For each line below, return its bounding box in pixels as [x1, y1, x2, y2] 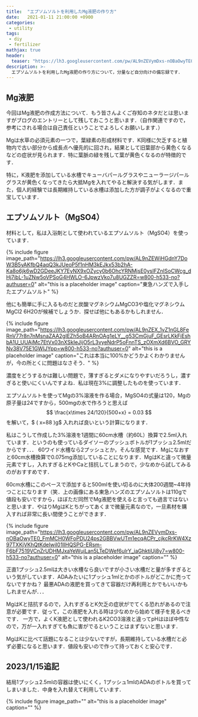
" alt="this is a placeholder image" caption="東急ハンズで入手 [34, 280, 184, 287]
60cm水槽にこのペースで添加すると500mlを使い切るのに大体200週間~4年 [6, 481, 186, 488]
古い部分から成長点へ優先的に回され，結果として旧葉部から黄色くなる [21, 144, 192, 151]
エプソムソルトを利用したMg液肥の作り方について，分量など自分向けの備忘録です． [11, 69, 183, 75]
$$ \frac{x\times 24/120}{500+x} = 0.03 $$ [46, 408, 152, 416]
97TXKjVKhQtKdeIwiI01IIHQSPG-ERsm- [6, 541, 102, 548]
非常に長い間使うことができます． [26, 510, 110, 517]
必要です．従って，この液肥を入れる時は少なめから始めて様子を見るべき [16, 608, 192, 615]
